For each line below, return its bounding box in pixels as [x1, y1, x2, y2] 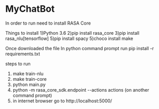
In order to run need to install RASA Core [5, 20, 91, 26]
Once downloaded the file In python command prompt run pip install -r [5, 45, 154, 51]
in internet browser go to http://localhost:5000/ [12, 98, 112, 104]
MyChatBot [5, 3, 55, 15]
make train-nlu [12, 70, 44, 77]
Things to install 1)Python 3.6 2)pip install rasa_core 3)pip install [5, 30, 140, 36]
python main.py [12, 81, 46, 88]
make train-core [12, 76, 47, 82]
